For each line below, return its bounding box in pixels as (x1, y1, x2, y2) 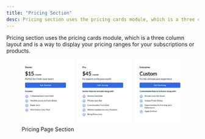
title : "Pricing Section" (6, 10, 72, 16)
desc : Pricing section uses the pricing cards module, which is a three (6, 16, 195, 23)
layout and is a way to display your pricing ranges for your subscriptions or (6, 40, 195, 48)
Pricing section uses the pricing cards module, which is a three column (6, 34, 185, 41)
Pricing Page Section (21, 126, 74, 133)
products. (6, 47, 31, 54)
